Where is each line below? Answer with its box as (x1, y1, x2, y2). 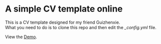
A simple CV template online (5, 3, 123, 15)
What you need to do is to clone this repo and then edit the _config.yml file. (5, 24, 157, 30)
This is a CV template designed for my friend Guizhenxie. (5, 19, 120, 25)
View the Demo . (5, 34, 38, 40)
